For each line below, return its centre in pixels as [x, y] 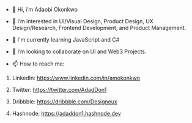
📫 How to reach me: [38, 64]
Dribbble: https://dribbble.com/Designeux [65, 102]
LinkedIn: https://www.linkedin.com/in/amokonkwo [76, 78]
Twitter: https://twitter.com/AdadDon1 [59, 90]
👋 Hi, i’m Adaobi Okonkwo [45, 9]
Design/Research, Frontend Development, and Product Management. [99, 28]
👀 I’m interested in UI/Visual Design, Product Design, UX [83, 21]
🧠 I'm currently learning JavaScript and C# [66, 39]
